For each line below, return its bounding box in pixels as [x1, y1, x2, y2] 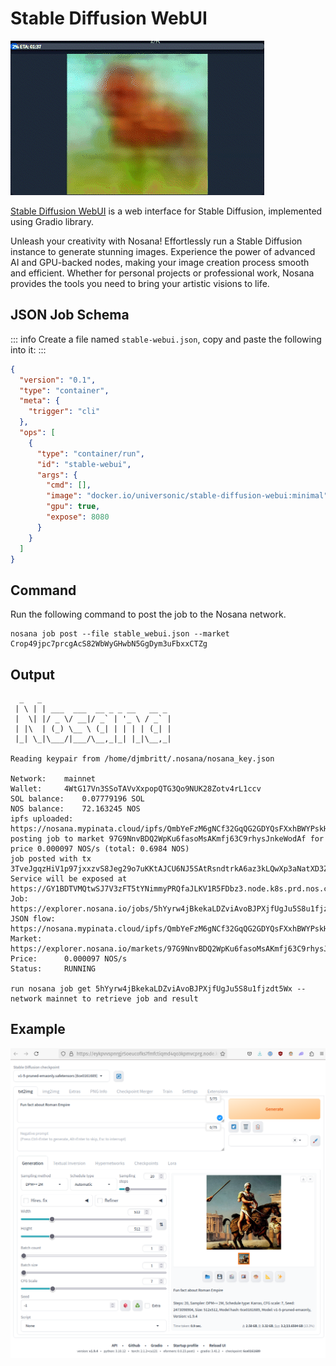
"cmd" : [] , [46, 480, 92, 491]
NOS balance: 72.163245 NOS [10, 804, 141, 814]
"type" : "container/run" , [36, 448, 145, 459]
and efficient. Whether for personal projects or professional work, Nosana [10, 267, 315, 279]
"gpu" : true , [46, 502, 101, 512]
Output [10, 666, 55, 683]
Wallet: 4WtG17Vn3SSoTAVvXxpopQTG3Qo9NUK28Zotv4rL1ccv [10, 784, 262, 794]
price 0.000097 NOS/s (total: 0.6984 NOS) [10, 844, 190, 854]
